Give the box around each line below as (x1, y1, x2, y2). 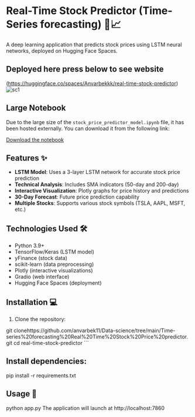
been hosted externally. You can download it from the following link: (6, 125, 170, 132)
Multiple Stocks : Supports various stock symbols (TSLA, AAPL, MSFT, (14, 200, 186, 207)
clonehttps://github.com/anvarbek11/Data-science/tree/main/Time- (13, 327, 176, 334)
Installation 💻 (6, 297, 58, 307)
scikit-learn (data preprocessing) (14, 261, 94, 268)
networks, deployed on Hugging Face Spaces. (6, 47, 118, 54)
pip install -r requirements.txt (6, 372, 76, 379)
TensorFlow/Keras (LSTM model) (14, 248, 95, 255)
